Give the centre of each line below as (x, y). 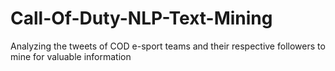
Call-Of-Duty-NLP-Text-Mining (141, 18)
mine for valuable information (71, 56)
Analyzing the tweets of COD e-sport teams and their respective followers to (168, 46)
